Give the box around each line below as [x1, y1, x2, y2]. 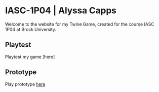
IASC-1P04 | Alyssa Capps [5, 5, 117, 16]
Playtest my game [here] [5, 54, 55, 60]
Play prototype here [5, 81, 45, 87]
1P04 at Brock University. [5, 26, 57, 32]
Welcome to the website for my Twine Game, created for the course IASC [5, 21, 155, 27]
